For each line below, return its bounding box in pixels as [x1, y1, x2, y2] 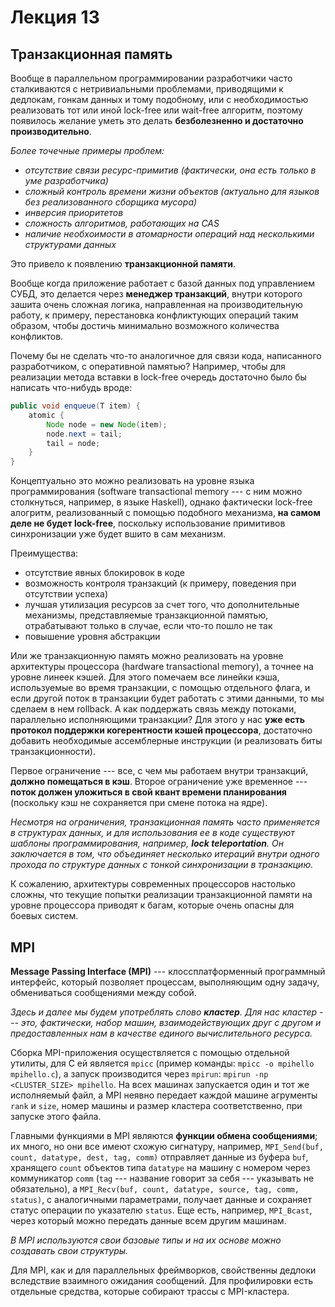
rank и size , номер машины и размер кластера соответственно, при [10, 1099, 303, 1111]
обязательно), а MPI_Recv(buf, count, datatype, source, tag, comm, [10, 1182, 300, 1195]
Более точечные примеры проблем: [10, 145, 165, 156]
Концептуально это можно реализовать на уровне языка [10, 475, 255, 487]
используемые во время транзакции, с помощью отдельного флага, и [10, 682, 311, 694]
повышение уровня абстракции [24, 631, 161, 643]
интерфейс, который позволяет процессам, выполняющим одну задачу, [10, 976, 320, 988]
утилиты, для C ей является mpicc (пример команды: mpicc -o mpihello [10, 1057, 315, 1069]
